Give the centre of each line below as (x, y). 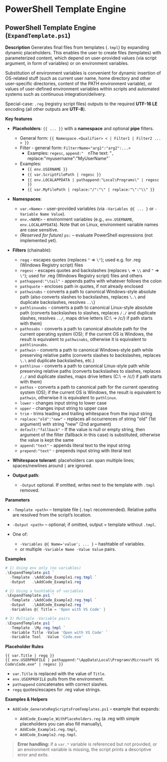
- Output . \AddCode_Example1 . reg (45, 582)
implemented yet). (38, 240)
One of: (20, 534)
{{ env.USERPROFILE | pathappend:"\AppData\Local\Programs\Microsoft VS (82, 660)
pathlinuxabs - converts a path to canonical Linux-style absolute (86, 307)
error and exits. (33, 755)
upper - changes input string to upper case (64, 408)
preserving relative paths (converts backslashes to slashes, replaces (90, 371)
